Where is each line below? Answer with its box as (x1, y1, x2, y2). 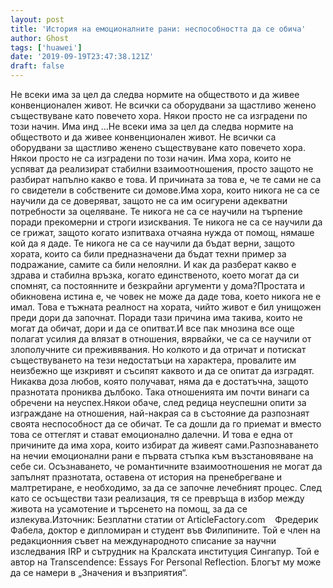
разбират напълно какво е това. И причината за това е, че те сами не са (10, 174, 322, 185)
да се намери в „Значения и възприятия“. (10, 567, 188, 578)
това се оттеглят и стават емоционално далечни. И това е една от (10, 429, 293, 440)
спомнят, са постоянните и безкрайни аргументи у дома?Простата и (10, 280, 306, 291)
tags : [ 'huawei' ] (10, 42, 83, 53)
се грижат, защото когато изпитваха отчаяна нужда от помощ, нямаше (10, 227, 315, 238)
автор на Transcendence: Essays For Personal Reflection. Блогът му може (10, 556, 322, 568)
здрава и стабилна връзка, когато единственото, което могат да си (10, 269, 300, 281)
